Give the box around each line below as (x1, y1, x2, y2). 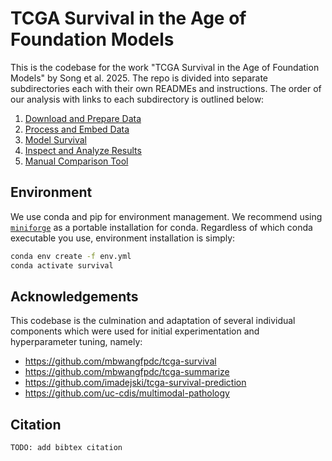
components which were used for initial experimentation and (10, 325, 260, 337)
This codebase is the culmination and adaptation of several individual (10, 315, 296, 327)
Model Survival (24, 133, 87, 146)
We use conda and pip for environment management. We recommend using (10, 210, 323, 222)
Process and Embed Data (24, 123, 130, 135)
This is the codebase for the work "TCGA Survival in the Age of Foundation (10, 61, 320, 73)
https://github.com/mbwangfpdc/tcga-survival (24, 355, 217, 367)
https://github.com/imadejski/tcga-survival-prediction (24, 377, 247, 389)
